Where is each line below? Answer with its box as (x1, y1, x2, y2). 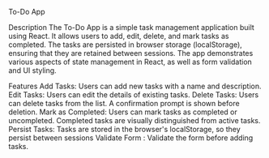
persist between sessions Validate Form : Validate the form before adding (8, 133, 254, 143)
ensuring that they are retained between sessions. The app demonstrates (8, 49, 254, 58)
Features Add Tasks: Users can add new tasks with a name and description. (8, 81, 262, 91)
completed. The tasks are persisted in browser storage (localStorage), (8, 40, 243, 49)
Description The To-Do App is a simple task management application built (8, 23, 255, 32)
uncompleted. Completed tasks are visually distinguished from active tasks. (8, 116, 261, 125)
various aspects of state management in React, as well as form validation (8, 57, 253, 66)
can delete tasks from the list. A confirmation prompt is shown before (8, 99, 241, 108)
